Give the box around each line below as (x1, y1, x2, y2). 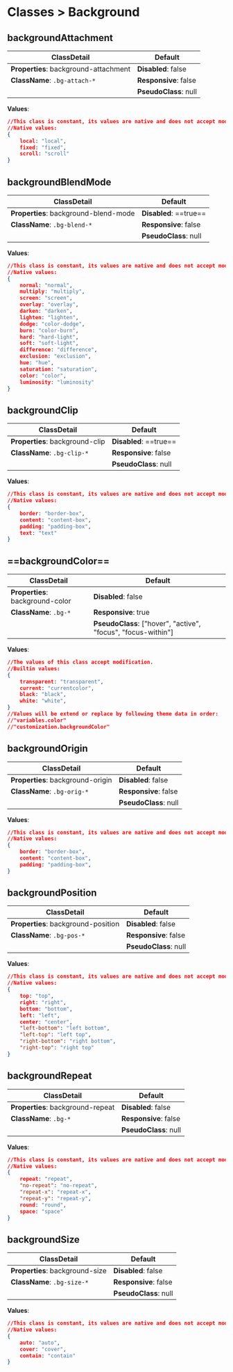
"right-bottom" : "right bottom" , (19, 1038, 116, 1045)
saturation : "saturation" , (19, 366, 98, 373)
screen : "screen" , (19, 295, 73, 302)
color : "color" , (19, 372, 67, 379)
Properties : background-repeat (10, 1102, 115, 1112)
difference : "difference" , (19, 346, 98, 353)
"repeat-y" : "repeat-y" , (19, 1195, 92, 1202)
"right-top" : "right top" (19, 1044, 95, 1051)
